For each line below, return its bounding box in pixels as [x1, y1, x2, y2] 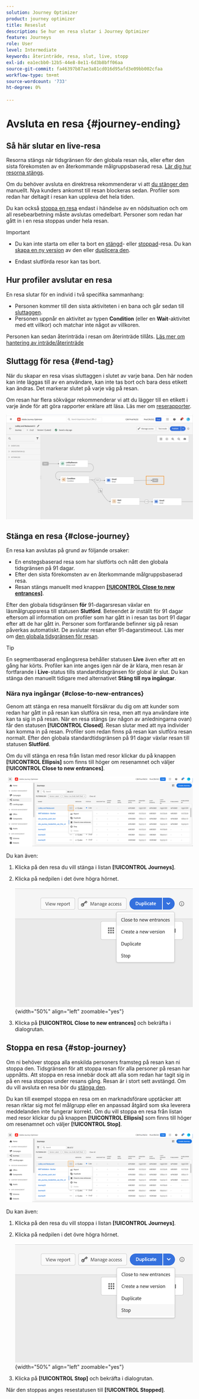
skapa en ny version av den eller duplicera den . [14, 247, 131, 253]
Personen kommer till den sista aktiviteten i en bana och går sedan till [14, 302, 185, 310]
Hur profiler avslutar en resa [6, 275, 113, 285]
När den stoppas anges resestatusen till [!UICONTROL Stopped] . [6, 1387, 166, 1394]
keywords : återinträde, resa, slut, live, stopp [6, 53, 129, 59]
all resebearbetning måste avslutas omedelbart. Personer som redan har [6, 211, 183, 218]
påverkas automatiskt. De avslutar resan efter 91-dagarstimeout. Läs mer [6, 626, 184, 633]
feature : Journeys [6, 34, 52, 41]
